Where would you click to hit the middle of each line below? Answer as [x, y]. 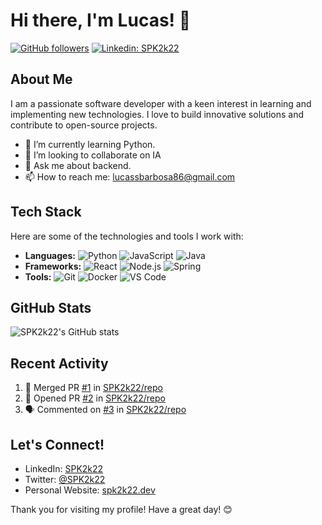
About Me [41, 79]
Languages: [50, 255]
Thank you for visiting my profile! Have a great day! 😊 [121, 509]
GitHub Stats [51, 307]
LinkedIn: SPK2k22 [64, 468]
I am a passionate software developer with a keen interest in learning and [161, 103]
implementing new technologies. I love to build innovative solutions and [157, 114]
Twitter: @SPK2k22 [65, 479]
